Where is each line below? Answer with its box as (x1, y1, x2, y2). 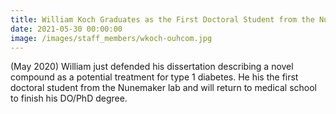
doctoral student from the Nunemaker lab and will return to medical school (10, 82, 317, 94)
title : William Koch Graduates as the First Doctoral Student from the (10, 14, 315, 25)
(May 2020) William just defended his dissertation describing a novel (10, 61, 294, 73)
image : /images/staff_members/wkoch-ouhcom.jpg (10, 33, 213, 43)
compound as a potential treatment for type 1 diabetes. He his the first (10, 71, 299, 83)
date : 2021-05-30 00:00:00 (10, 24, 123, 34)
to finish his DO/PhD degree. (10, 92, 128, 105)
